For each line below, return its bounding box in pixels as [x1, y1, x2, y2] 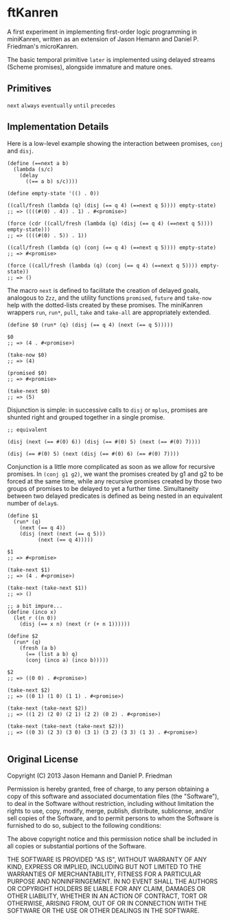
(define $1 [7, 512, 38, 519]
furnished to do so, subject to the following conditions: [7, 822, 161, 830]
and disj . [7, 146, 34, 155]
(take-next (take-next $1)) [7, 584, 88, 591]
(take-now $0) [7, 351, 48, 358]
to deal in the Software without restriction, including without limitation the [7, 800, 214, 808]
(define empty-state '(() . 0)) [7, 190, 100, 197]
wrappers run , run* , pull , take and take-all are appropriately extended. [7, 308, 211, 316]
